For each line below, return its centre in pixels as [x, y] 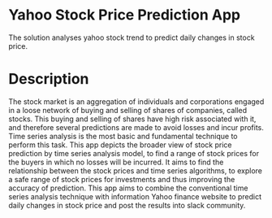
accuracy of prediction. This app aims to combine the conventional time [128, 188]
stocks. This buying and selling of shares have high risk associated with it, [132, 119]
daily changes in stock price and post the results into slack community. [127, 205]
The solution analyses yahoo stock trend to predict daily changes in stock [132, 37]
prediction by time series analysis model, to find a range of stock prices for [134, 153]
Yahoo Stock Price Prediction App [125, 15]
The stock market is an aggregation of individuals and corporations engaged [136, 101]
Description [49, 79]
